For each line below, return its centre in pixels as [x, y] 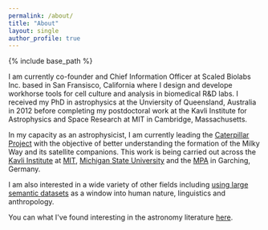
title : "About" [34, 23]
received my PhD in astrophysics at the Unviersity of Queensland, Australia [132, 102]
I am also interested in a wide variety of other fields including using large [128, 185]
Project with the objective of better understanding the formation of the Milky [134, 144]
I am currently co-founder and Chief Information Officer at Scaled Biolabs [130, 76]
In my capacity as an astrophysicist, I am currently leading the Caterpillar [129, 135]
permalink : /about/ [41, 16]
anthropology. [31, 202]
